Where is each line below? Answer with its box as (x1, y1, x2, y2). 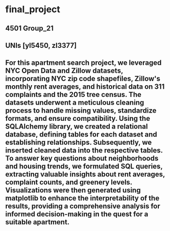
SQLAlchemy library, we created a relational (5, 122, 148, 131)
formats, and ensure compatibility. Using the (5, 114, 151, 123)
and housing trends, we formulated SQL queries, (5, 162, 163, 171)
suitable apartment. (5, 218, 70, 226)
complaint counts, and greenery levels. (5, 178, 133, 187)
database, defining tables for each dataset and (5, 130, 157, 139)
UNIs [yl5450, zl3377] (5, 41, 77, 49)
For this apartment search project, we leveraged (5, 59, 162, 67)
